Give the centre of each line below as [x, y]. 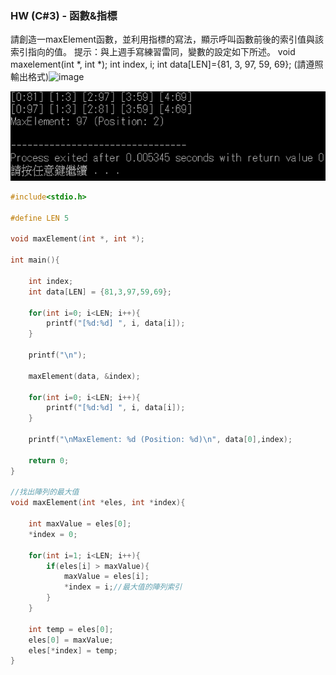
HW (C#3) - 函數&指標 [64, 15]
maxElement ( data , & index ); [84, 376]
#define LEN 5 [40, 218]
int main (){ [35, 260]
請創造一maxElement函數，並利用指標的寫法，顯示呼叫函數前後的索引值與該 [167, 39]
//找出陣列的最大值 [45, 492]
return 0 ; [49, 460]
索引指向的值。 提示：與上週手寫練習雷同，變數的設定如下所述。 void [153, 52]
